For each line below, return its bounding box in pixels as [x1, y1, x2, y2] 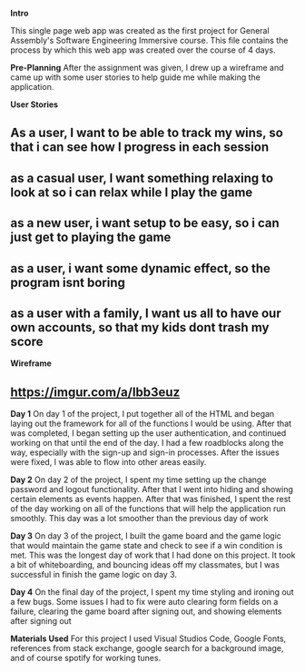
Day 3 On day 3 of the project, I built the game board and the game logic [10, 530, 282, 541]
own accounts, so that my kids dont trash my [10, 320, 270, 335]
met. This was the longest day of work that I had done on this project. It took [10, 549, 296, 561]
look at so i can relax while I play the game [10, 184, 253, 200]
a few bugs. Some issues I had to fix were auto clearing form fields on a [10, 597, 279, 608]
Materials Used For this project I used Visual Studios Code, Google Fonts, [10, 633, 287, 644]
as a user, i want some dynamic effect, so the [10, 261, 271, 276]
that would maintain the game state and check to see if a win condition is [10, 540, 283, 551]
